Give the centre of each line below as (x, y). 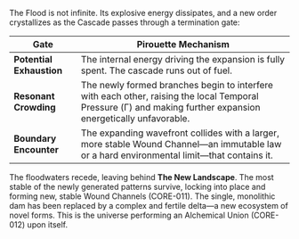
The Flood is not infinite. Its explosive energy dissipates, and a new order (143, 13)
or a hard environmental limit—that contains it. (177, 155)
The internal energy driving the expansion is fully (182, 59)
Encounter (36, 149)
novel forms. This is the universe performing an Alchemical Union (129, 215)
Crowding (35, 107)
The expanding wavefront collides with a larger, (180, 133)
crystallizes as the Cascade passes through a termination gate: (125, 22)
